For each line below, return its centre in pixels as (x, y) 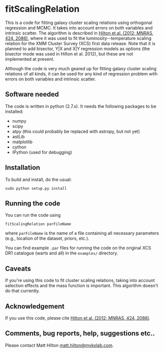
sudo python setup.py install (36, 188)
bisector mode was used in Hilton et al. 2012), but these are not (69, 54)
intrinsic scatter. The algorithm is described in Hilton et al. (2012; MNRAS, (79, 33)
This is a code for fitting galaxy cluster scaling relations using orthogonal (79, 23)
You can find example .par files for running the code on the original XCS (78, 248)
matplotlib (22, 142)
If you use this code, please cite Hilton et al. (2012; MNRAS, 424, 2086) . (78, 318)
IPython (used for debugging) (42, 152)
